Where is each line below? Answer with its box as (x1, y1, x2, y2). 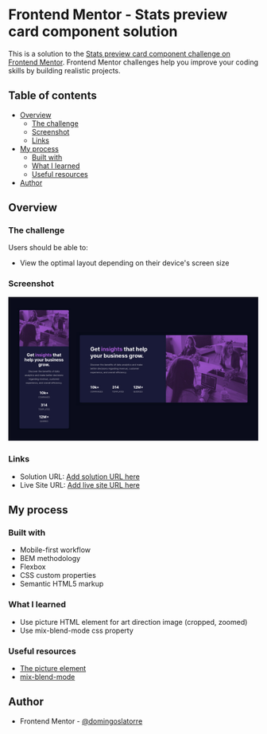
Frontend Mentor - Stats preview (8, 6, 228, 24)
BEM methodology (19, 554, 81, 563)
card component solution (8, 22, 178, 41)
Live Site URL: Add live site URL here (19, 480, 141, 489)
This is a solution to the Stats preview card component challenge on (8, 49, 230, 58)
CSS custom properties (19, 571, 97, 580)
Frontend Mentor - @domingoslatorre (19, 716, 143, 726)
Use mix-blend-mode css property (19, 626, 133, 635)
